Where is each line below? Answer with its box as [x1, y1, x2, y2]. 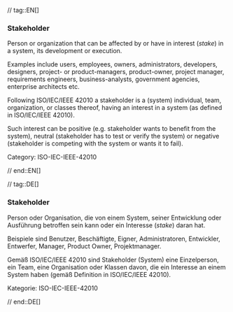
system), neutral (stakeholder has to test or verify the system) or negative [7, 132, 220, 141]
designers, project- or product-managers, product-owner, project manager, [7, 68, 225, 76]
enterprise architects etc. [7, 83, 80, 91]
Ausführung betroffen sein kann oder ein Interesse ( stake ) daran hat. [7, 220, 206, 229]
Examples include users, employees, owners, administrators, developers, [7, 60, 218, 69]
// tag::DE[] [7, 180, 39, 188]
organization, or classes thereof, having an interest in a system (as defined [7, 104, 223, 112]
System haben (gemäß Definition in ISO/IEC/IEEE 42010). [7, 270, 171, 278]
